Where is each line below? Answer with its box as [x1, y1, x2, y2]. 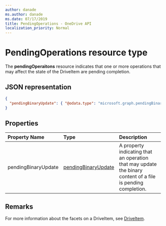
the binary [119, 167, 143, 174]
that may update [119, 161, 157, 168]
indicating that [119, 148, 152, 155]
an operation [119, 155, 149, 162]
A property [119, 142, 144, 149]
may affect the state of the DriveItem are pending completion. [5, 69, 131, 75]
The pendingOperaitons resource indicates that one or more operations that [5, 63, 161, 69]
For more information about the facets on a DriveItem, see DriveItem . [5, 216, 145, 222]
